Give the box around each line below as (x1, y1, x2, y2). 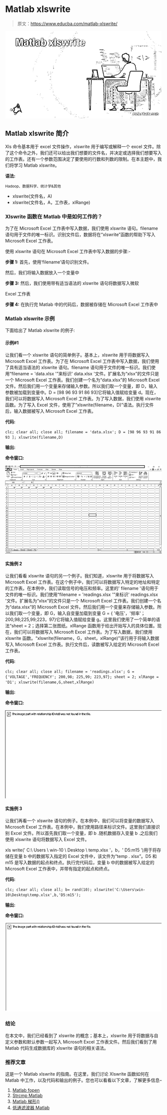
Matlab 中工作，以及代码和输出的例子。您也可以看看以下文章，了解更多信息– (5, 1077, 162, 1084)
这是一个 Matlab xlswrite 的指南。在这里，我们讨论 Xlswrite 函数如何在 (5, 1071, 150, 1077)
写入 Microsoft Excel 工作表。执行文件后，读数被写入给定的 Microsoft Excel (5, 641, 160, 647)
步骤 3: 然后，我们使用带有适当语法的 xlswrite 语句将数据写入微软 (5, 280, 139, 286)
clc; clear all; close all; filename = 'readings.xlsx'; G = (5, 669, 135, 674)
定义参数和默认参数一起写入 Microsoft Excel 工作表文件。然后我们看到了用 (5, 1039, 157, 1045)
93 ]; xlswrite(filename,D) (5, 435, 64, 440)
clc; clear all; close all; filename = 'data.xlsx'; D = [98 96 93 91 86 (5, 429, 162, 435)
